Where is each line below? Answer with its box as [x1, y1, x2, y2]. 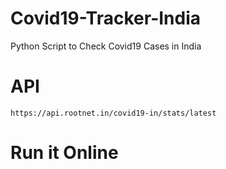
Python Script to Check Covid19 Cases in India [10, 40, 202, 52]
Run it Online [10, 142, 119, 164]
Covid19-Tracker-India [10, 7, 202, 30]
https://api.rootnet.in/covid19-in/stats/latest [10, 108, 217, 118]
